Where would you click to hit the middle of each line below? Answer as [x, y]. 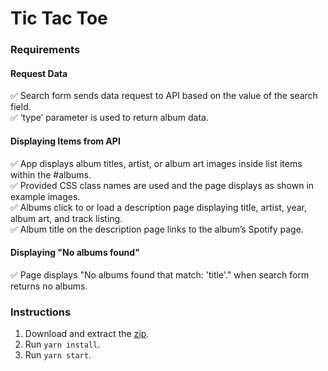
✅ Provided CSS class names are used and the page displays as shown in [162, 185]
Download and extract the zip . [87, 334]
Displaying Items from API [65, 141]
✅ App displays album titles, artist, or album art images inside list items [156, 163]
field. [21, 107]
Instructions [41, 312]
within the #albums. [51, 174]
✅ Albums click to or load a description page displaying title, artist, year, [159, 207]
